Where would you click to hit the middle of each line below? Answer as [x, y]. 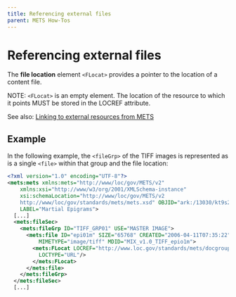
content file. [25, 82]
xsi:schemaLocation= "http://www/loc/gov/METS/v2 [92, 196]
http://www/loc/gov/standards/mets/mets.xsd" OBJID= [99, 202]
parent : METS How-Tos [39, 20]
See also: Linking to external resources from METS [81, 117]
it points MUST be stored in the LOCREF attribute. [79, 103]
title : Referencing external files [59, 14]
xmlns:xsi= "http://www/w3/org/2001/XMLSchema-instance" [104, 189]
